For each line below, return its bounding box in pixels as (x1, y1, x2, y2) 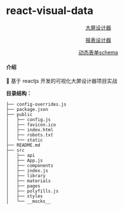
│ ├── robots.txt (6, 132, 54, 138)
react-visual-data (6, 4, 94, 17)
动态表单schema (78, 48, 118, 56)
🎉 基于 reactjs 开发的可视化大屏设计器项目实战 (6, 78, 118, 85)
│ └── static (6, 137, 43, 143)
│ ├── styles (6, 194, 43, 199)
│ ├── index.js (6, 168, 49, 174)
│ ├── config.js (6, 117, 51, 123)
